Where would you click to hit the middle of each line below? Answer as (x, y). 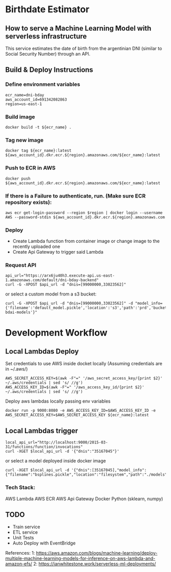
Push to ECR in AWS (31, 168)
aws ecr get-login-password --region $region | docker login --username (84, 213)
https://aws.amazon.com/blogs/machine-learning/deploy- (97, 553)
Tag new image (24, 140)
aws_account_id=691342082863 (36, 100)
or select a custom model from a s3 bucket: (51, 294)
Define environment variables (43, 84)
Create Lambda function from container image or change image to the (86, 241)
